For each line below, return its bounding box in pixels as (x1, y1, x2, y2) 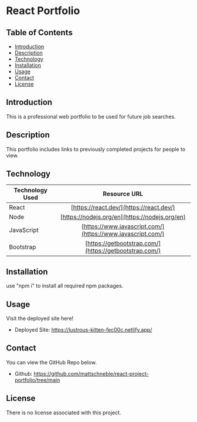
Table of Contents (6, 28, 73, 38)
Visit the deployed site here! (6, 315, 74, 322)
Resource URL (103, 190, 144, 198)
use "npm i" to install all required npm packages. (6, 282, 124, 289)
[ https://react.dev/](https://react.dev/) (70, 204, 175, 212)
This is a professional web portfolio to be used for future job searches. (6, 113, 176, 120)
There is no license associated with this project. (6, 409, 121, 416)
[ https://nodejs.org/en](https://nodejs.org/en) (60, 213, 186, 221)
